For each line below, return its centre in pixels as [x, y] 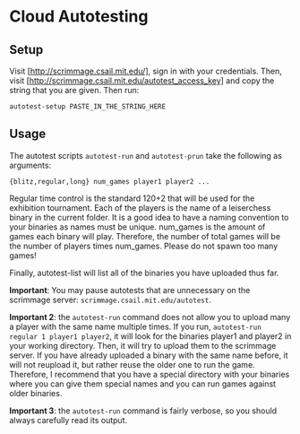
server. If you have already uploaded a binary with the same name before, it [149, 355]
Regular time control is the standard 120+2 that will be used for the [132, 198]
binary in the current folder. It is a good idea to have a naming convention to [149, 217]
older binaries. [36, 393]
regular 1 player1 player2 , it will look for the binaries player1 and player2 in [150, 336]
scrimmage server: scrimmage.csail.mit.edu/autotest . [111, 299]
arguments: [30, 165]
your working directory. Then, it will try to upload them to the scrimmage [143, 345]
